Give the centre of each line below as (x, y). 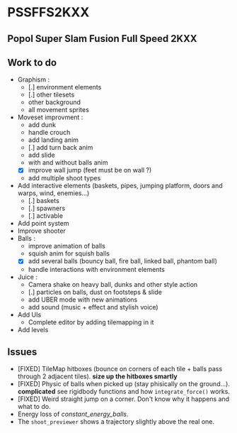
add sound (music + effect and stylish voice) (93, 307)
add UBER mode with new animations (83, 300)
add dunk (42, 125)
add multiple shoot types (64, 178)
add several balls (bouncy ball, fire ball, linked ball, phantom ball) (123, 261)
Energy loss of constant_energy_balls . (73, 414)
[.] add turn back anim (60, 148)
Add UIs (29, 314)
